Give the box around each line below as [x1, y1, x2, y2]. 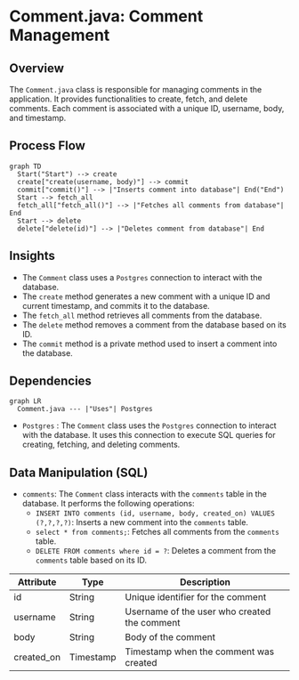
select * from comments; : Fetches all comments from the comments [35, 527, 280, 538]
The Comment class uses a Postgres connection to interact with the [21, 271, 263, 282]
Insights [9, 248, 56, 263]
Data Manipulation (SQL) [9, 465, 149, 480]
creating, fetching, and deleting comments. [21, 439, 181, 450]
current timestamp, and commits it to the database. [21, 300, 211, 311]
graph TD [9, 162, 42, 171]
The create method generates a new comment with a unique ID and [21, 291, 271, 302]
